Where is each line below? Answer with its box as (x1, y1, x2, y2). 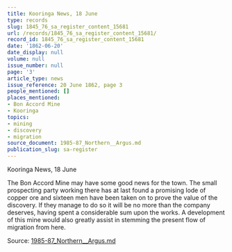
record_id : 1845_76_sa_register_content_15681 (7, 36, 144, 43)
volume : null (7, 56, 45, 63)
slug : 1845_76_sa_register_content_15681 (7, 23, 129, 30)
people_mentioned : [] (7, 88, 70, 95)
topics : (7, 113, 30, 120)
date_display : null (7, 49, 64, 56)
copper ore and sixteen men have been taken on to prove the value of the (7, 194, 218, 202)
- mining (7, 120, 33, 127)
